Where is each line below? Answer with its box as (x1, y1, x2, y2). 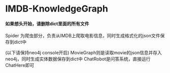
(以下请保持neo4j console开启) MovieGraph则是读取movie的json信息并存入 (5, 50, 162, 56)
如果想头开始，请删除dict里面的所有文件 (5, 21, 89, 27)
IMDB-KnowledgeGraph (5, 3, 108, 15)
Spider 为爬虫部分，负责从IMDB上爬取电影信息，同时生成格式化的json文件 (5, 33, 161, 39)
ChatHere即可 (5, 62, 35, 68)
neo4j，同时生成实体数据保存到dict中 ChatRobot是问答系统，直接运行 (5, 56, 151, 62)
